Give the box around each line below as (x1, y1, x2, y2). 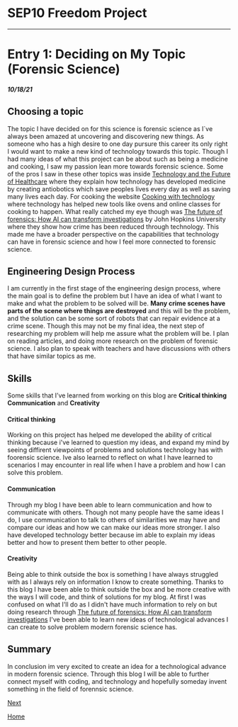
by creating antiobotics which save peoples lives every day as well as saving (7, 184, 231, 193)
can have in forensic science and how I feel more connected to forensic (7, 237, 216, 246)
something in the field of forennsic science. (7, 684, 134, 693)
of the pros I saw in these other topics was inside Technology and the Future (7, 169, 231, 178)
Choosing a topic (7, 106, 84, 118)
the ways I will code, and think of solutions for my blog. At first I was (7, 592, 207, 601)
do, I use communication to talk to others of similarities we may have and (7, 515, 220, 524)
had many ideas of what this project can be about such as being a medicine (7, 154, 228, 163)
